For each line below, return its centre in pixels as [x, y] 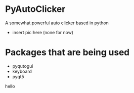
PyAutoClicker [35, 9]
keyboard [22, 71]
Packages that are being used [67, 52]
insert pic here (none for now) [43, 32]
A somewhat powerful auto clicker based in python [57, 23]
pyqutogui [22, 66]
